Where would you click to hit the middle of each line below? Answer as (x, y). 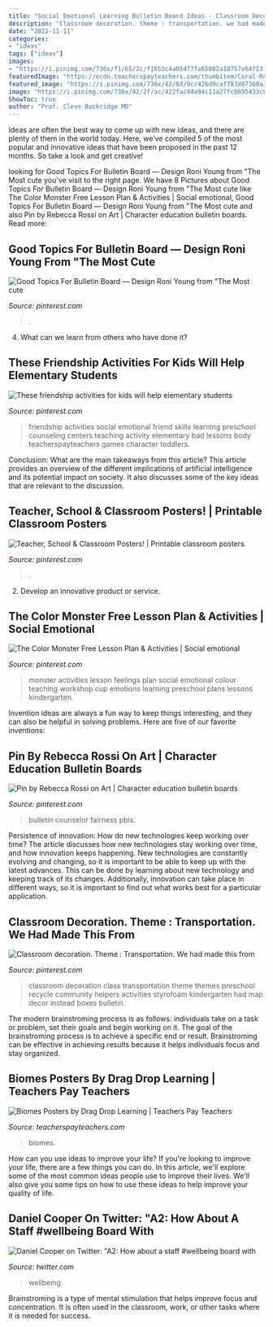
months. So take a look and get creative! (76, 156)
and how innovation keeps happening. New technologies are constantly (128, 853)
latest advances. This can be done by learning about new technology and (131, 871)
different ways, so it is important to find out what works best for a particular (135, 888)
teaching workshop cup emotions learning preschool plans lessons (141, 689)
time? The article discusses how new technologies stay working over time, (133, 845)
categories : (28, 39)
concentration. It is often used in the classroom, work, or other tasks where (134, 1307)
